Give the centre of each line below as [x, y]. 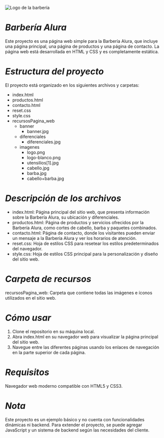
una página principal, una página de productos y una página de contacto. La [82, 46]
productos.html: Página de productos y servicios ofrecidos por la [78, 222]
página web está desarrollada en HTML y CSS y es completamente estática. [82, 51]
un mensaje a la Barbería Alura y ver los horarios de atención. [74, 238]
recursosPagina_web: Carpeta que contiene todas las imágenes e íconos [79, 293]
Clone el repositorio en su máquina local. [54, 331]
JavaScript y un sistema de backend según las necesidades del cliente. [77, 430]
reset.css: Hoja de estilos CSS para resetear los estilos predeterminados [85, 243]
